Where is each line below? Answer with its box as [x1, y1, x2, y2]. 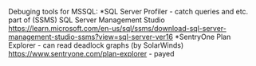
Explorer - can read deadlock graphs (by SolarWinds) [8, 41, 184, 50]
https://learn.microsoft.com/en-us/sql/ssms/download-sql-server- [8, 24, 227, 33]
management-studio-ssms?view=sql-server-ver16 [8, 32, 174, 41]
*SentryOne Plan [175, 32, 231, 41]
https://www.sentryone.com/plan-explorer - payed [8, 49, 175, 58]
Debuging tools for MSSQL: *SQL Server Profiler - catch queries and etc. [8, 7, 249, 16]
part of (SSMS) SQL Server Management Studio [8, 15, 165, 25]
